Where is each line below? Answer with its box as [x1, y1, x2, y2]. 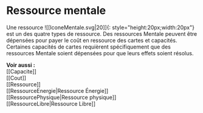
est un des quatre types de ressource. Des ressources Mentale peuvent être [6, 30, 198, 37]
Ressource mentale [6, 4, 106, 18]
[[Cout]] [6, 74, 26, 81]
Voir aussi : [6, 61, 35, 69]
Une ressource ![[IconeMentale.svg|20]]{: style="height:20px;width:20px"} [6, 24, 194, 31]
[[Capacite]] [6, 67, 36, 75]
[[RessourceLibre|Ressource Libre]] [6, 100, 96, 107]
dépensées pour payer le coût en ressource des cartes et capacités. [6, 36, 177, 44]
